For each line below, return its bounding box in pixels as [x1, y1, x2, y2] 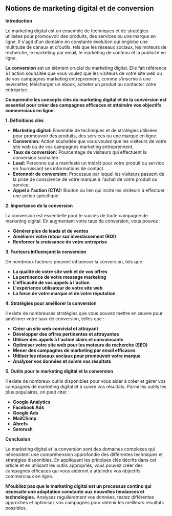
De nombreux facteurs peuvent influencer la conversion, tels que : [5, 258, 145, 264]
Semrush [12, 426, 33, 432]
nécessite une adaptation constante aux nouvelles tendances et [5, 488, 145, 494]
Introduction [5, 17, 32, 24]
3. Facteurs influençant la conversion [5, 249, 87, 255]
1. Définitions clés [5, 117, 44, 123]
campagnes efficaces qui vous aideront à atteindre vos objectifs [5, 467, 141, 473]
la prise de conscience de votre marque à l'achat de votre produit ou [12, 176, 158, 182]
